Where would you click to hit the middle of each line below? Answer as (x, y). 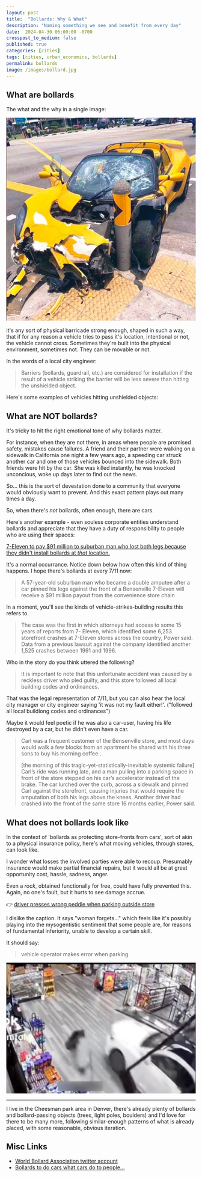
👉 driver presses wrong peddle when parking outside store (81, 905)
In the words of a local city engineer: (52, 361)
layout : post (23, 13)
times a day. (21, 499)
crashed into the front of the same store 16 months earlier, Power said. (108, 804)
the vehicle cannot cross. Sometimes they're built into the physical (89, 343)
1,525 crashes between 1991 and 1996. (69, 651)
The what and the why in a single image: (56, 109)
